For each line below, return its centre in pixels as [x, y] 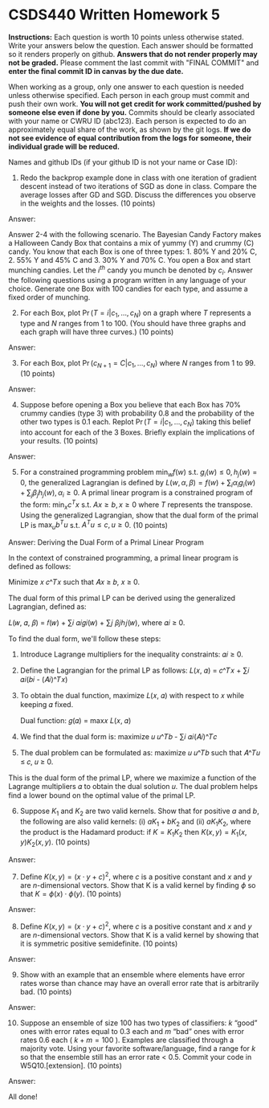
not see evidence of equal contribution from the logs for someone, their [130, 137]
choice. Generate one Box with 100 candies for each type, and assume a [128, 289]
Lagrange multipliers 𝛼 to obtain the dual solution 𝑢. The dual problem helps [133, 787]
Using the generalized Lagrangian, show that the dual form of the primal [139, 515]
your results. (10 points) [59, 440]
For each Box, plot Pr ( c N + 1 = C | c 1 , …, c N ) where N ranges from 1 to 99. [138, 364]
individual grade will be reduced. [64, 146]
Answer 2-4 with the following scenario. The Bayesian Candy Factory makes [135, 234]
